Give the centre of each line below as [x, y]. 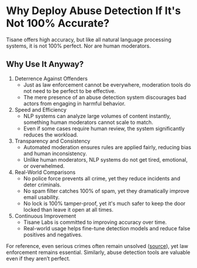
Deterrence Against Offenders [51, 78]
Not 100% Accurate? [58, 23]
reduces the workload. [51, 135]
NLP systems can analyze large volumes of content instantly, [97, 116]
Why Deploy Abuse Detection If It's [94, 11]
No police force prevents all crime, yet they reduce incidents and [102, 178]
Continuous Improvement [45, 216]
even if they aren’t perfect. [38, 258]
